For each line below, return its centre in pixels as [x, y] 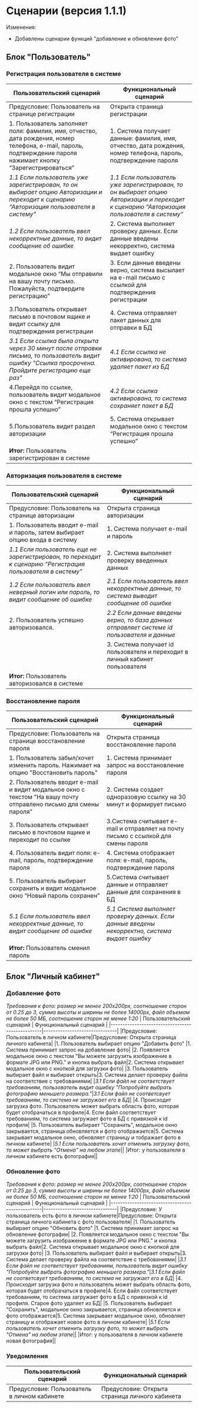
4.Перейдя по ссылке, [41, 387]
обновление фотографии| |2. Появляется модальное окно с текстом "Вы [98, 1234]
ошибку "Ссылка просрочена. [52, 362]
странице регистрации [42, 114]
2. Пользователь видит [42, 266]
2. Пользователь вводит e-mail [54, 782]
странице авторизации [42, 515]
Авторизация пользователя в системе [64, 476]
